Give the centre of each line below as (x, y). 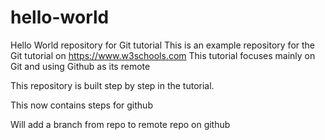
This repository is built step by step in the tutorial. (112, 85)
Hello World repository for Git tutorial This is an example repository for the (163, 45)
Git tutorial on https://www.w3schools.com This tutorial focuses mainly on (163, 55)
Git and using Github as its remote (80, 66)
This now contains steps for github (81, 105)
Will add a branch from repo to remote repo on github (120, 124)
